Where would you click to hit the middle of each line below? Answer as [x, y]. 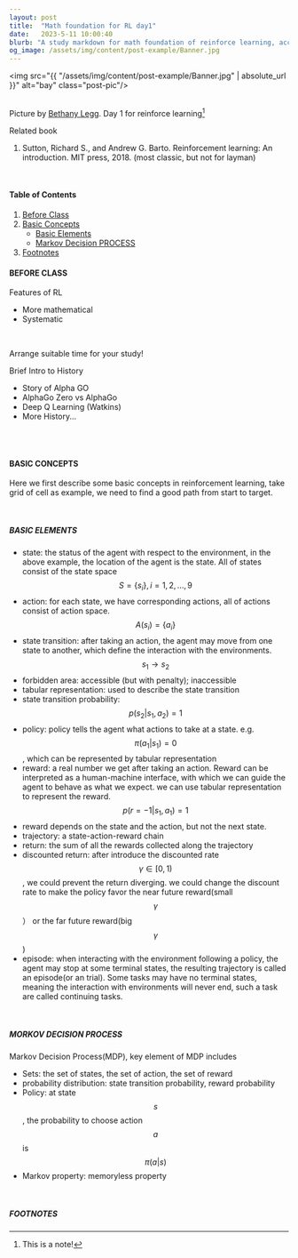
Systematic [43, 319]
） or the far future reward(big [77, 921]
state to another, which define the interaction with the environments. [147, 650]
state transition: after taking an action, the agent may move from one [147, 640]
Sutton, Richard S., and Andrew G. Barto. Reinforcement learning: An [147, 148]
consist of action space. [66, 611]
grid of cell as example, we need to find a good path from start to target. [141, 493]
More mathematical [57, 310]
